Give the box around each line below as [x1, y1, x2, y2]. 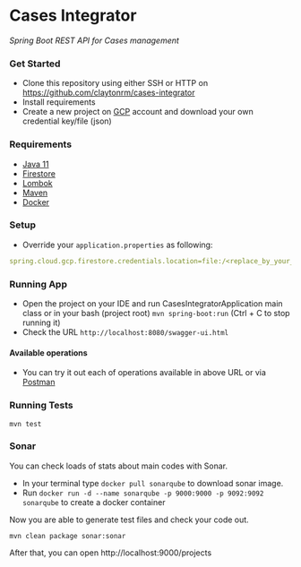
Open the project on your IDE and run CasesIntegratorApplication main [21, 298, 284, 309]
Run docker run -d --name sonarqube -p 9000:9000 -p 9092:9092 [21, 487, 264, 498]
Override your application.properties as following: [21, 239, 213, 250]
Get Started [9, 57, 61, 70]
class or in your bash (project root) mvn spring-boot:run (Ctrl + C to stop [21, 308, 290, 318]
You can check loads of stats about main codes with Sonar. [9, 460, 228, 471]
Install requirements [21, 97, 96, 107]
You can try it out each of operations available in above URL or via [21, 367, 267, 378]
